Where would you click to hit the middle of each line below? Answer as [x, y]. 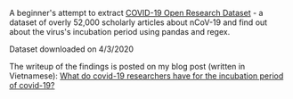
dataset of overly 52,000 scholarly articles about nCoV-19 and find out [138, 22]
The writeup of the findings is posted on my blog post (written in [127, 66]
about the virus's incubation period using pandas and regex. [120, 32]
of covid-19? [32, 85]
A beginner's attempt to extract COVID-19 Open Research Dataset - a [136, 13]
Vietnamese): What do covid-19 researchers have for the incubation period [146, 76]
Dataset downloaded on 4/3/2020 [72, 49]
